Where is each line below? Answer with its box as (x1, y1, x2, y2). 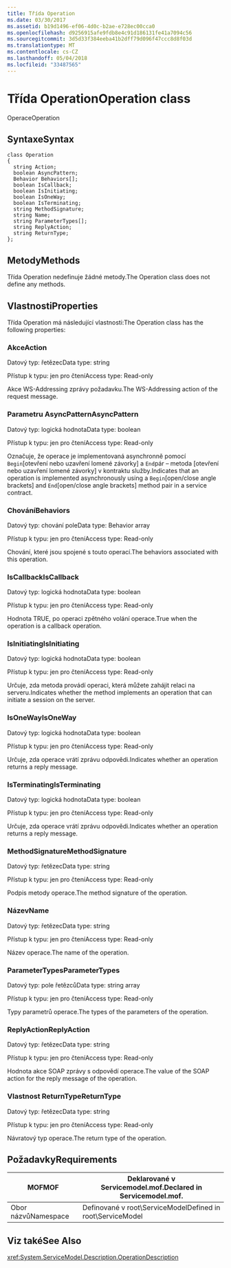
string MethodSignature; (13, 206, 85, 213)
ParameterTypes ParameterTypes (7, 965, 120, 975)
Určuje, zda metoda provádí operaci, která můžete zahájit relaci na (7, 681, 195, 690)
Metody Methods (7, 254, 80, 266)
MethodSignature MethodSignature (7, 846, 127, 856)
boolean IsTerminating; (13, 200, 81, 207)
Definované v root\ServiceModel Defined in (82, 1203, 221, 1212)
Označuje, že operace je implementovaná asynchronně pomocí (7, 452, 186, 460)
